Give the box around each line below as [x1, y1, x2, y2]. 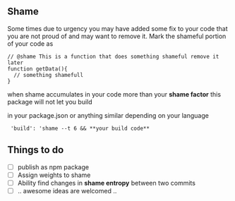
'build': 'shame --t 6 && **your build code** [10, 125, 150, 132]
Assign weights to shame [17, 171, 91, 179]
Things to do [7, 144, 64, 156]
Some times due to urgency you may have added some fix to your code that [7, 24, 228, 32]
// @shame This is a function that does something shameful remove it [7, 53, 219, 60]
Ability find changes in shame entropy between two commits [17, 178, 196, 187]
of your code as [7, 39, 54, 48]
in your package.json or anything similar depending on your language [7, 111, 210, 119]
